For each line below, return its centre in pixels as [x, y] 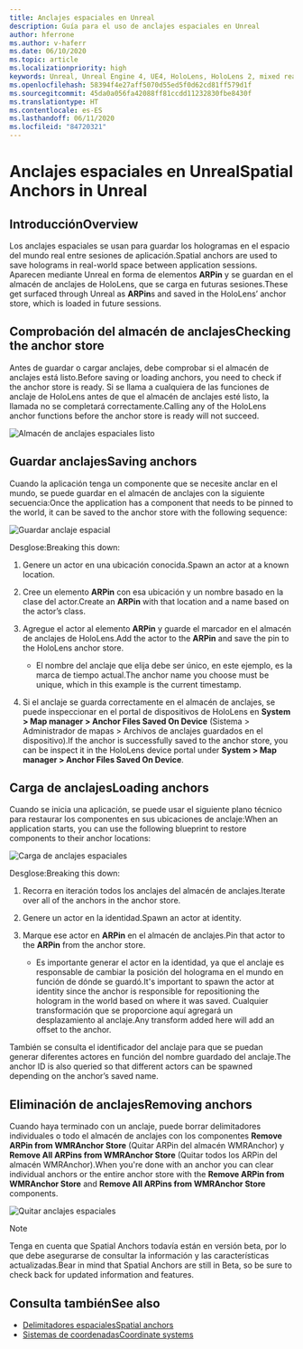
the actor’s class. [54, 611]
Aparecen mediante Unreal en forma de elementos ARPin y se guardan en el [151, 275]
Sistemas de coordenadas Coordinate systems [108, 1335]
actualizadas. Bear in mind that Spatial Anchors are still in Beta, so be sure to [151, 1265]
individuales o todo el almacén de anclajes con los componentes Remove [146, 1136]
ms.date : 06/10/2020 [48, 52]
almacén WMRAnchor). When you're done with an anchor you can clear [142, 1165]
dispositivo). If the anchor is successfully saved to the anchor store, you [155, 740]
